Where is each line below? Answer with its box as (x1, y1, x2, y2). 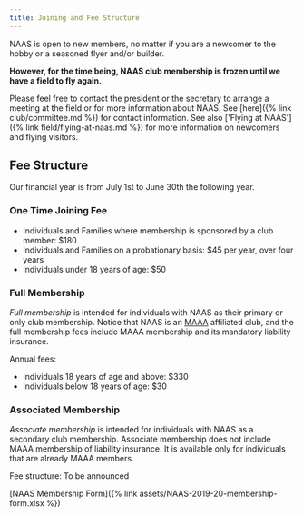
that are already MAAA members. (9, 453, 134, 464)
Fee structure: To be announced (9, 471, 130, 481)
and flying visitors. (9, 131, 79, 142)
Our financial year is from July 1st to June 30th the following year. (9, 182, 256, 193)
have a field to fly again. (9, 74, 103, 86)
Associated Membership (9, 403, 121, 416)
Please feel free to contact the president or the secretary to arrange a (9, 93, 269, 104)
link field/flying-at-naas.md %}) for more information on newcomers (25, 122, 280, 133)
